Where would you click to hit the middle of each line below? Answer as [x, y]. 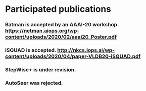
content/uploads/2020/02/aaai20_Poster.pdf [61, 37]
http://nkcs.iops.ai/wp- [86, 50]
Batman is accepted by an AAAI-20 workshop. [62, 25]
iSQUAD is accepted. [31, 50]
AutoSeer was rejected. [34, 83]
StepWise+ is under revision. [41, 69]
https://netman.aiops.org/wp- [42, 31]
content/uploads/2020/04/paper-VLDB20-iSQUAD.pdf [73, 56]
